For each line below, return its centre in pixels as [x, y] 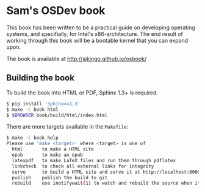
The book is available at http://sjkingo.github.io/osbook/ [77, 59]
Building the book [41, 78]
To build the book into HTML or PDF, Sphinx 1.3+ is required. [82, 93]
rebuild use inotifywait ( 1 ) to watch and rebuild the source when [102, 183]
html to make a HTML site [53, 149]
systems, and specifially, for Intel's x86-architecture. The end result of [95, 34]
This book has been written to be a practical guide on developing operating [101, 27]
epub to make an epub [48, 155]
